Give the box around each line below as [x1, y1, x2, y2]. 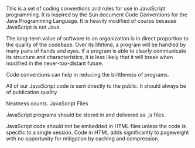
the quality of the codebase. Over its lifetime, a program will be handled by [6, 41, 186, 48]
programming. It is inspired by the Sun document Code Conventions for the [6, 11, 187, 18]
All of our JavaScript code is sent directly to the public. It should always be [6, 82, 187, 90]
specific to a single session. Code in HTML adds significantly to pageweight [6, 129, 189, 136]
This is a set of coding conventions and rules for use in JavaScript [6, 5, 166, 12]
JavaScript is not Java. [6, 23, 61, 30]
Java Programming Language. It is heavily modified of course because [6, 18, 177, 24]
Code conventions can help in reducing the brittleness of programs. [6, 71, 170, 78]
